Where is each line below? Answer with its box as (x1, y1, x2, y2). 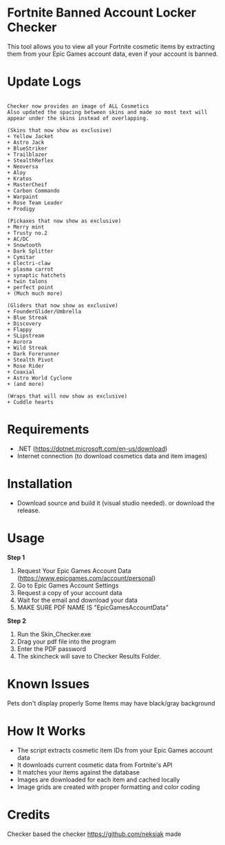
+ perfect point (7, 284, 54, 291)
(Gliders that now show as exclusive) (7, 302, 118, 309)
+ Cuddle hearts (7, 398, 54, 405)
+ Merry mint (7, 223, 45, 231)
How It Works (7, 723, 86, 739)
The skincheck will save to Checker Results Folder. (17, 652, 162, 660)
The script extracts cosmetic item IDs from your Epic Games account (17, 746, 213, 754)
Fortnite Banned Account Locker (7, 5, 197, 21)
